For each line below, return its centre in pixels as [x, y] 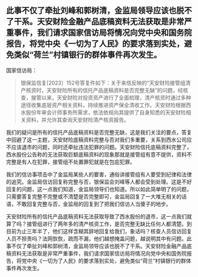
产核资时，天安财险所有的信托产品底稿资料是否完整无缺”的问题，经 [102, 90]
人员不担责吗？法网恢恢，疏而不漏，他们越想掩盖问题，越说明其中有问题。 [96, 239]
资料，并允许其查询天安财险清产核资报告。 [77, 119]
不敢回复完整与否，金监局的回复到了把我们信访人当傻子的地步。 [94, 204]
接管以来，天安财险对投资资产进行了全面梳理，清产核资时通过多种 [111, 97]
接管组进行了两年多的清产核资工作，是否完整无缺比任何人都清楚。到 [109, 224]
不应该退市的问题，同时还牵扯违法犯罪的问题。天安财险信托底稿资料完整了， [99, 147]
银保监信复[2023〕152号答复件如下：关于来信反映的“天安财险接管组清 [105, 83]
